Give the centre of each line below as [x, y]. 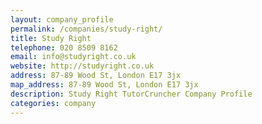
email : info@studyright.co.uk [73, 57]
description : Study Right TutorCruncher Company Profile [131, 94]
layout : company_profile [62, 19]
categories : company [53, 103]
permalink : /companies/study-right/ [86, 29]
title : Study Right [51, 38]
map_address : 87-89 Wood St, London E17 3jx [104, 85]
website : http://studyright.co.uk [82, 66]
